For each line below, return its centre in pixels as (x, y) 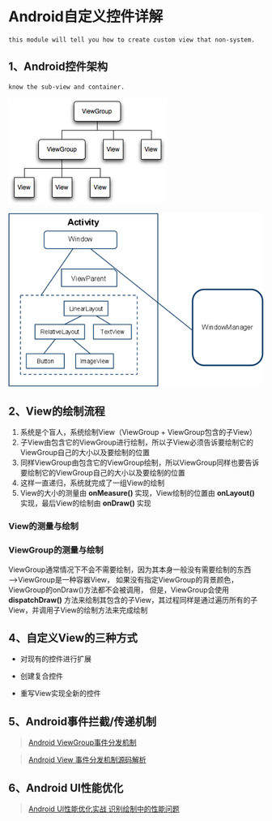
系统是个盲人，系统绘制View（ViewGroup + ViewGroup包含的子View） (138, 432)
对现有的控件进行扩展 (55, 659)
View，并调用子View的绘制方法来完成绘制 (78, 610)
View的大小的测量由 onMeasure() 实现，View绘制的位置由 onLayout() (137, 493)
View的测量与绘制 (44, 527)
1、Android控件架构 (58, 67)
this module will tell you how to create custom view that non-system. (132, 40)
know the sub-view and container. (67, 87)
